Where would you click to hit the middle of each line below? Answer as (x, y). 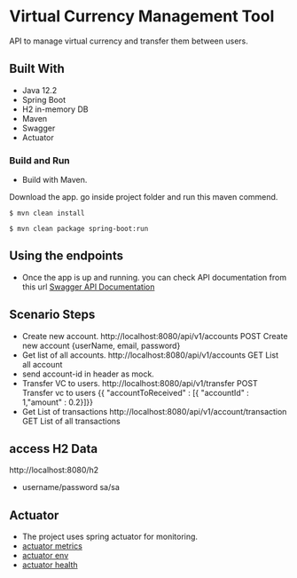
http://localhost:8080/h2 (54, 470)
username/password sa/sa (70, 487)
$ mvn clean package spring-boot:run (79, 229)
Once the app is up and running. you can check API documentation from (154, 277)
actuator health (50, 565)
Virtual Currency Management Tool (142, 16)
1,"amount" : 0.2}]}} (58, 402)
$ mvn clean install (47, 214)
